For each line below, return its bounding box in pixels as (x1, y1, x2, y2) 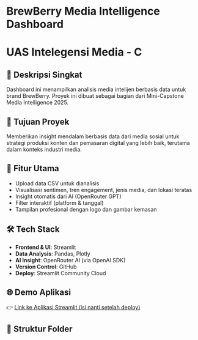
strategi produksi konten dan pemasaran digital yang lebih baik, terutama (6, 139, 191, 146)
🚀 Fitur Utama (6, 163, 59, 174)
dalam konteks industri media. (6, 146, 82, 153)
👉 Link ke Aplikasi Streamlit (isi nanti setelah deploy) (6, 304, 141, 311)
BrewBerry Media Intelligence (6, 4, 161, 18)
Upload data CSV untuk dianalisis (15, 179, 100, 187)
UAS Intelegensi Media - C (6, 45, 142, 59)
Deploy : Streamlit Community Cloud (15, 269, 106, 276)
